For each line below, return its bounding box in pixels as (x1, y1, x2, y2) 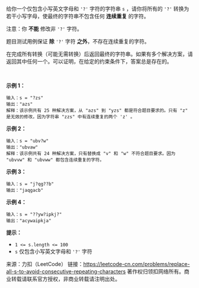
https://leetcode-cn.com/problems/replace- (83, 261, 190, 267)
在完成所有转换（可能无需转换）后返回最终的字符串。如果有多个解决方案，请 (6, 50, 193, 58)
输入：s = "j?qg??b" (6, 181, 54, 187)
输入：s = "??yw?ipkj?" (6, 211, 62, 217)
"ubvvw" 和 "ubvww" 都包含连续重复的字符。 (6, 157, 105, 163)
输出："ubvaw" (6, 144, 38, 150)
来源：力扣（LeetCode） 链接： (6, 261, 84, 267)
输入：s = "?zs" (6, 95, 44, 101)
